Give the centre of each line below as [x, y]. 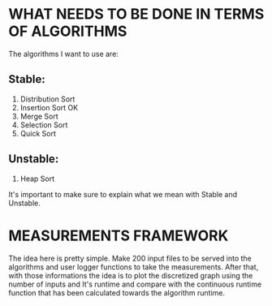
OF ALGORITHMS [68, 31]
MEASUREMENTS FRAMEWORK [119, 235]
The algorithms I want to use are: [64, 54]
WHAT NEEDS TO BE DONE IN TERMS [136, 14]
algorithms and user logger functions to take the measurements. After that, [134, 267]
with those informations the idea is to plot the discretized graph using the [131, 275]
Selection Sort [44, 125]
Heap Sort [37, 179]
